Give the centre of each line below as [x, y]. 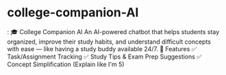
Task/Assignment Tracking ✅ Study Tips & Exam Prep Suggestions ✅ [104, 57]
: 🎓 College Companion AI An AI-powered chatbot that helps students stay [113, 31]
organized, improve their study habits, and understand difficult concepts [109, 42]
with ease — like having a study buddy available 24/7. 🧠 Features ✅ [102, 48]
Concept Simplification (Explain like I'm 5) [66, 64]
